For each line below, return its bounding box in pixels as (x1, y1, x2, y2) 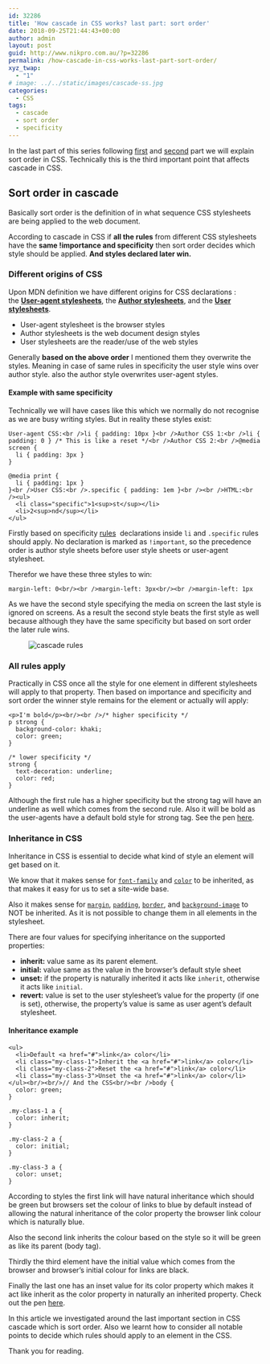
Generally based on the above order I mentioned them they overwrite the (8, 352, 252, 362)
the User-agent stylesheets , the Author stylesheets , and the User (8, 295, 231, 305)
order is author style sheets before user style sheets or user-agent (8, 546, 229, 555)
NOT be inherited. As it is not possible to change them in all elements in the (8, 907, 257, 917)
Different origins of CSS (8, 268, 103, 280)
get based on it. (8, 859, 60, 869)
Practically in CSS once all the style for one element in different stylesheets (8, 678, 258, 688)
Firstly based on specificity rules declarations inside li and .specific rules (8, 528, 259, 539)
